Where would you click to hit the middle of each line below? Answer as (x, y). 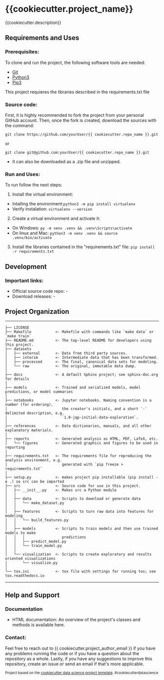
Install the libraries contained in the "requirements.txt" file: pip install (83, 247)
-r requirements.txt (33, 252)
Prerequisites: (22, 52)
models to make (20, 533)
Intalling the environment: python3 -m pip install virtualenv (74, 204)
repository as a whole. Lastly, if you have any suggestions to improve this (79, 658)
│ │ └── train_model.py (34, 546)
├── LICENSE (17, 328)
